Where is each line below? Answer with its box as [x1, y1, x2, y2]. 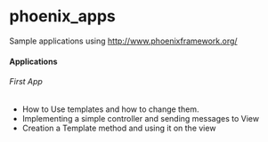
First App [9, 76, 43, 87]
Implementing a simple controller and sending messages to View [21, 113, 260, 123]
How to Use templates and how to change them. [21, 104, 199, 114]
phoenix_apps [9, 6, 116, 27]
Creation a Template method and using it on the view [21, 122, 216, 133]
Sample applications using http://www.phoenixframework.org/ [9, 35, 238, 46]
